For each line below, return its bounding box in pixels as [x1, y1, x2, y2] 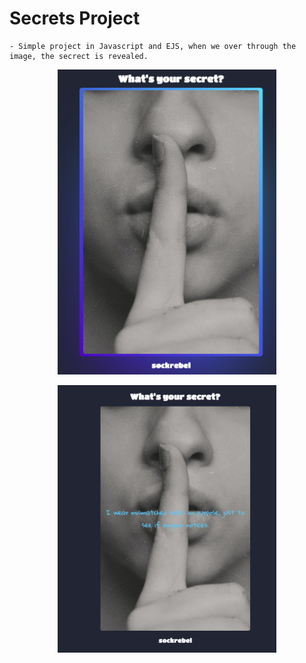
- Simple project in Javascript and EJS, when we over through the [9, 41, 297, 51]
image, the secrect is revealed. [9, 51, 149, 61]
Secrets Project [9, 7, 141, 30]
